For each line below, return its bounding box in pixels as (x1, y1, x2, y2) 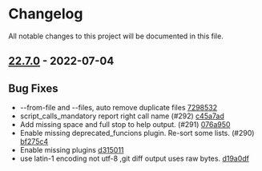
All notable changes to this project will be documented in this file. (8, 31, 224, 41)
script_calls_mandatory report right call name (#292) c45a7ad (19, 111, 224, 121)
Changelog (8, 5, 83, 23)
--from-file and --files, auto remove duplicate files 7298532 (19, 103, 218, 113)
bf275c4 (19, 137, 49, 146)
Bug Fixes (8, 82, 58, 95)
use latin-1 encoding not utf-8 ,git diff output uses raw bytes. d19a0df (19, 153, 250, 164)
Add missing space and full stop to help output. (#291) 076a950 (19, 120, 231, 129)
